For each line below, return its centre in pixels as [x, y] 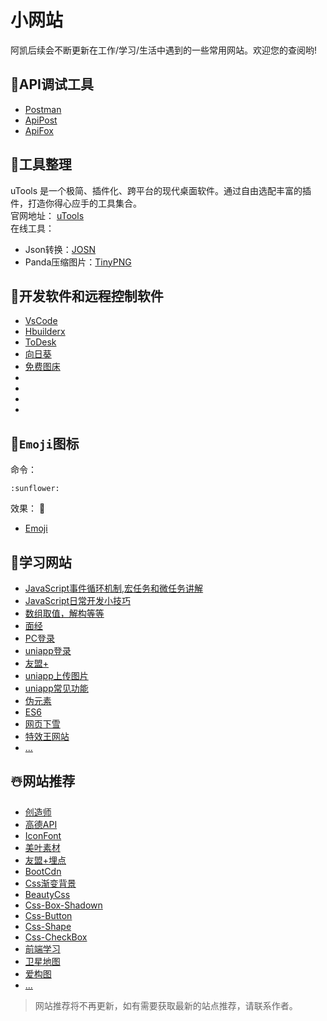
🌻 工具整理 [41, 164]
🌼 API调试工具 [52, 84]
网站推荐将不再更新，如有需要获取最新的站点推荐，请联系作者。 [166, 1005]
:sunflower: [35, 489]
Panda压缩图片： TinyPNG [78, 262]
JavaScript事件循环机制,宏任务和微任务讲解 [114, 588]
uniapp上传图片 [56, 675]
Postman [43, 109]
